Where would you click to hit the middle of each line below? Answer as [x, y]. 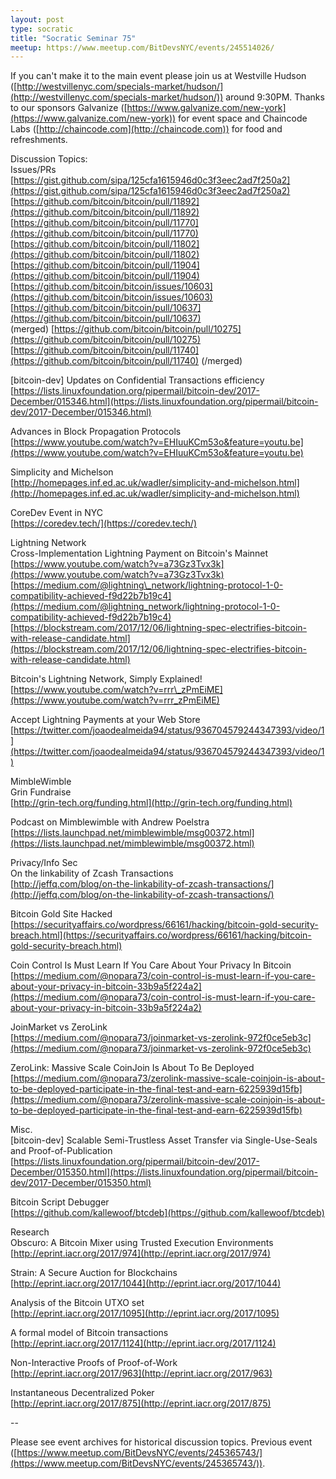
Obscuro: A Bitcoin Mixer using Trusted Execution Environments [142, 1243]
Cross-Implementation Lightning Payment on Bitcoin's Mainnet [139, 553]
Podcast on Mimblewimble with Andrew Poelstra [110, 822]
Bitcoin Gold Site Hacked [61, 914]
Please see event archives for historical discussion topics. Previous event [161, 1442]
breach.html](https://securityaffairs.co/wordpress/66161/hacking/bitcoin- [161, 935]
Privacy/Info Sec [44, 863]
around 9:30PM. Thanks [275, 97]
